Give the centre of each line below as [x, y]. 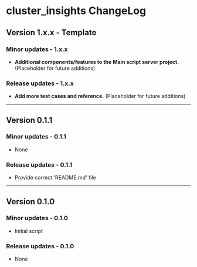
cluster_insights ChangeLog [76, 11]
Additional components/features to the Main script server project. [97, 62]
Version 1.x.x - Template [51, 33]
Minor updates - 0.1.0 [37, 218]
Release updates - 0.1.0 [40, 246]
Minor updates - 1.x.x [37, 49]
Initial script [28, 231]
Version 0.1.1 [29, 120]
